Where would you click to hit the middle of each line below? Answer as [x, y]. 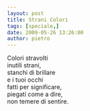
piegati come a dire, [35, 94]
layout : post [26, 13]
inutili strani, [24, 65]
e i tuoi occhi [25, 80]
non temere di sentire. [38, 101]
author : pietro [29, 39]
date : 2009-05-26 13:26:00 [45, 32]
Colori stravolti [28, 58]
